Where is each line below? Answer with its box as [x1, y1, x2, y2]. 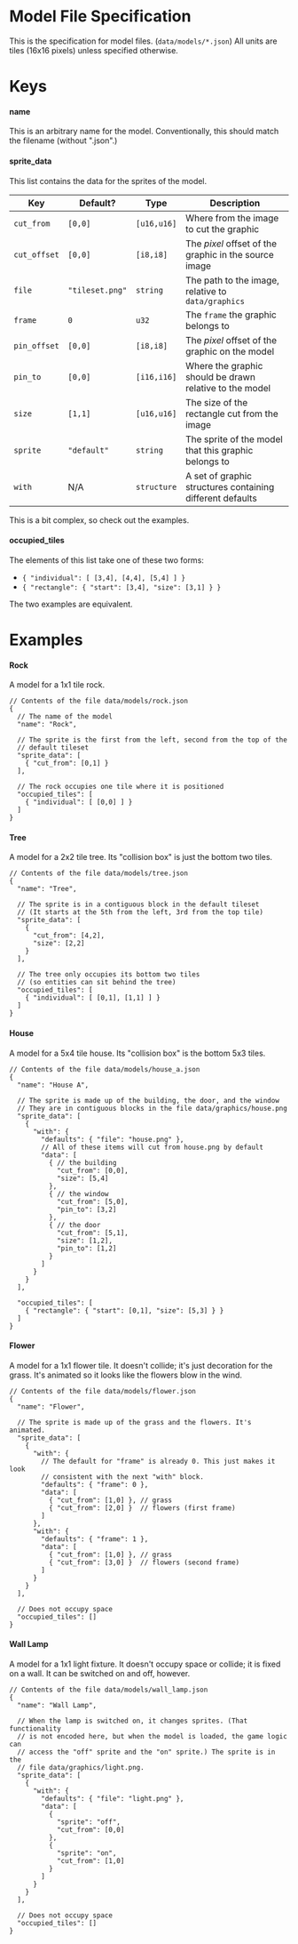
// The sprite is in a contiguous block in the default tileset [17, 900, 260, 909]
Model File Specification [9, 6, 192, 27]
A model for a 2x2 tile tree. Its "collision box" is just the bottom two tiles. [9, 852, 273, 863]
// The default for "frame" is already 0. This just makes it [41, 1457, 276, 1466]
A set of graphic [184, 470, 253, 482]
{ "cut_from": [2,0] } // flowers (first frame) [48, 1503, 237, 1513]
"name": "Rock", [17, 720, 77, 729]
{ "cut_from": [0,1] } [25, 759, 109, 768]
